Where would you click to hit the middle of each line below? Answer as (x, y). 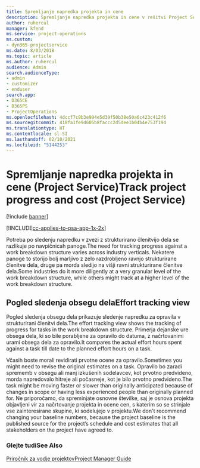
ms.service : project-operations (46, 34)
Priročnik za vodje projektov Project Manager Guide (69, 458)
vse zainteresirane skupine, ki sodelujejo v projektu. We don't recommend (96, 411)
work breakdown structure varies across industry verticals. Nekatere (90, 252)
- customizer (22, 84)
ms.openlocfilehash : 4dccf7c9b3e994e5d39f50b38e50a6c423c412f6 (86, 117)
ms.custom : (20, 39)
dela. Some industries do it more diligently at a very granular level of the (94, 271)
